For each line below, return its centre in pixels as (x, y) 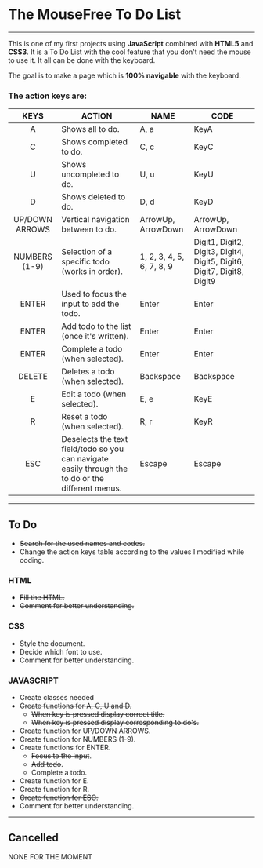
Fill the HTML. (42, 597)
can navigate (85, 459)
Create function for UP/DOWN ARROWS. (85, 731)
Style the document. (52, 643)
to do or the (83, 479)
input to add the (90, 304)
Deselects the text (95, 439)
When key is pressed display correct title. (98, 714)
